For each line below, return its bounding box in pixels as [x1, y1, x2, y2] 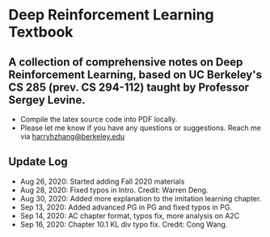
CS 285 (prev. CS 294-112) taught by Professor [8, 80, 249, 94]
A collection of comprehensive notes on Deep [8, 55, 243, 69]
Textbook [8, 23, 74, 41]
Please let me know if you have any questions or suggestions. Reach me [19, 123, 261, 133]
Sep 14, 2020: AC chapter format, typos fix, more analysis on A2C [19, 210, 240, 220]
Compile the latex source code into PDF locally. [19, 115, 178, 124]
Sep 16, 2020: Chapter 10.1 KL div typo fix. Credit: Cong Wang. [19, 219, 228, 229]
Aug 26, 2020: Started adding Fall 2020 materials [19, 176, 185, 186]
